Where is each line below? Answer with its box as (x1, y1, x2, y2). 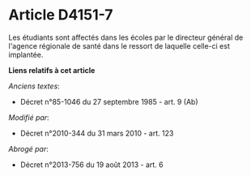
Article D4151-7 (8, 6, 113, 24)
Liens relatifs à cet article (8, 65, 96, 75)
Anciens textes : (8, 81, 61, 91)
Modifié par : (8, 112, 50, 122)
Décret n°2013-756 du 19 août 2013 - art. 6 (19, 160, 164, 170)
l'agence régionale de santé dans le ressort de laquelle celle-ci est (8, 41, 231, 50)
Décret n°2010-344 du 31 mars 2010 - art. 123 (19, 128, 174, 138)
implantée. (8, 49, 44, 59)
